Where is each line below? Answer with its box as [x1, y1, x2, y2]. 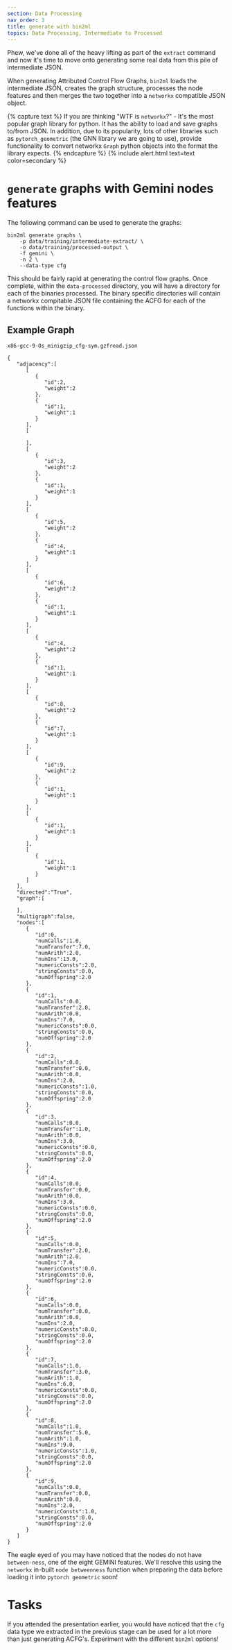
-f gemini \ [19, 250, 54, 257]
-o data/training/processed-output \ [19, 244, 129, 251]
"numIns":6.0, [35, 1381, 76, 1388]
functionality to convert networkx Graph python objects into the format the [7, 142, 218, 150]
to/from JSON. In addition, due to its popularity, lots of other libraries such [7, 127, 219, 135]
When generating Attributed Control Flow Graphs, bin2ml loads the [7, 77, 197, 85]
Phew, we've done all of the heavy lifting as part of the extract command [7, 49, 216, 57]
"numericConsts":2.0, [35, 962, 98, 969]
